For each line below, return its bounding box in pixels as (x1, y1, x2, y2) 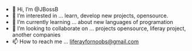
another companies (12, 31, 61, 38)
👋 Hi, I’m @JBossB (12, 6, 59, 13)
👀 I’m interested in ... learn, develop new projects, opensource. (12, 12, 168, 19)
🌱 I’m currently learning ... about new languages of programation (12, 19, 174, 25)
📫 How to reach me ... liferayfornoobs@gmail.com (12, 38, 139, 45)
